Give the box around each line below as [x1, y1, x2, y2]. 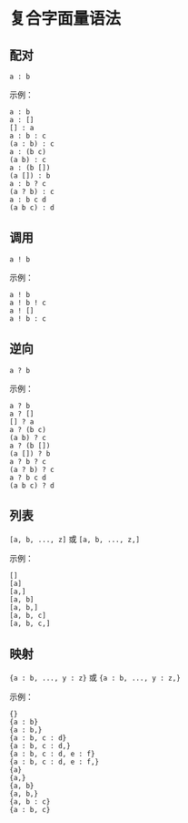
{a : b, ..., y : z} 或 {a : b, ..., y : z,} [9, 672, 182, 684]
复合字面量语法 [9, 8, 122, 29]
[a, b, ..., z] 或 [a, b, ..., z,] [9, 534, 141, 545]
